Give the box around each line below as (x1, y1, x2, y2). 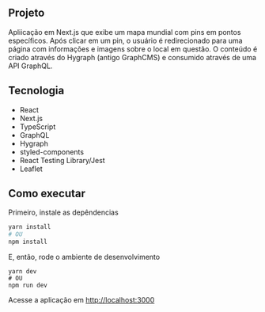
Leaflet (19, 164, 44, 173)
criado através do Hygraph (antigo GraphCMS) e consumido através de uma (8, 52, 257, 62)
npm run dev (8, 281, 47, 290)
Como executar (8, 187, 85, 200)
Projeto (8, 6, 45, 20)
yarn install (8, 223, 51, 231)
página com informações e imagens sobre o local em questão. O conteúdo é (8, 44, 258, 54)
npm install (8, 238, 47, 246)
